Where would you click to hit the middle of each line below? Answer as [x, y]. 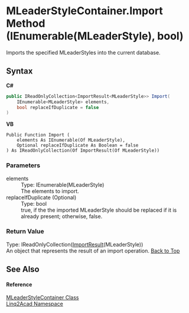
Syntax [19, 71]
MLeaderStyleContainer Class [43, 298]
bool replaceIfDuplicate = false [58, 107]
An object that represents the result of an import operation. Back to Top [93, 251]
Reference [19, 284]
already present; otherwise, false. [62, 216]
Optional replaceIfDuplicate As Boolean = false [78, 146]
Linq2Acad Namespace [35, 304]
